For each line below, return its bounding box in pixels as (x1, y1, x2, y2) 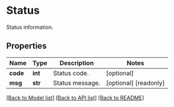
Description (59, 58, 95, 67)
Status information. (6, 23, 54, 31)
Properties (6, 41, 47, 51)
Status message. (53, 79, 101, 87)
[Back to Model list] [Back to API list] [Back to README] (6, 94, 144, 101)
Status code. (53, 69, 89, 77)
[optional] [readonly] (106, 79, 165, 87)
